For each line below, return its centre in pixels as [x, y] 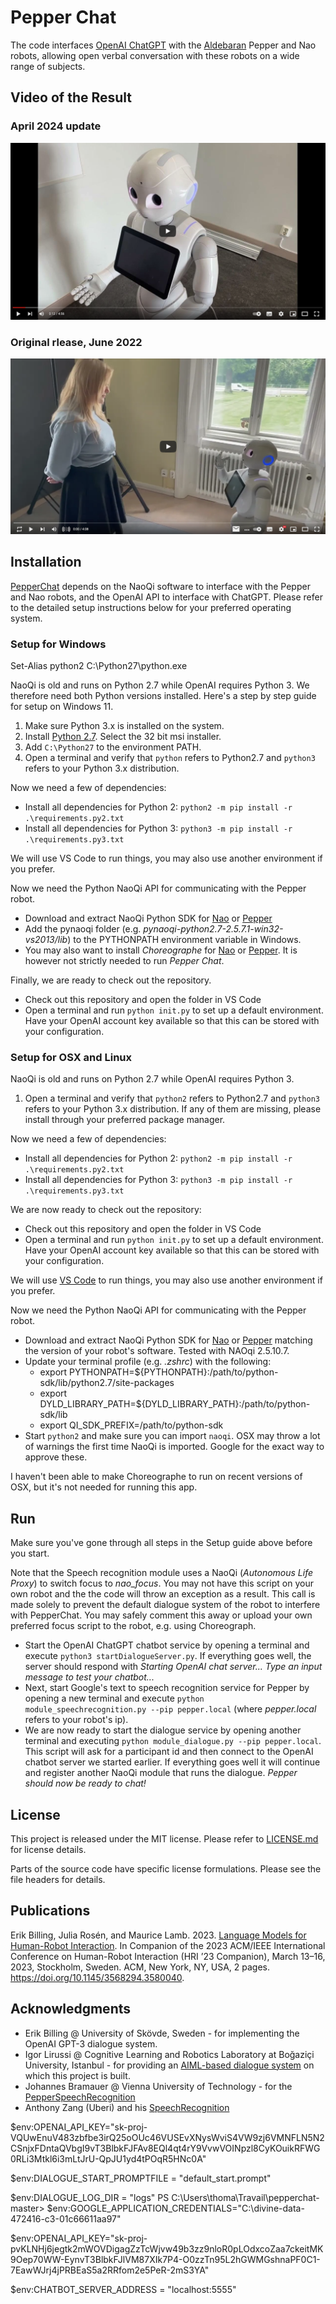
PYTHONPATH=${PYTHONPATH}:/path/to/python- [174, 1372]
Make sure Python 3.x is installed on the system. [124, 726]
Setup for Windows [58, 644]
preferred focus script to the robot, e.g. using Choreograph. [133, 1626]
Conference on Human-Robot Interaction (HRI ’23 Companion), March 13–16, [168, 1956]
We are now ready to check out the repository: [106, 1210]
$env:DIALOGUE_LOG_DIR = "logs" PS [90, 2197]
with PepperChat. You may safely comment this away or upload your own [161, 1615]
